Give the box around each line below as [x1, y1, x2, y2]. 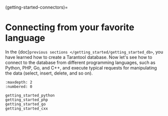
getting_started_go [5, 101, 46, 106]
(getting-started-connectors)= [5, 4, 68, 10]
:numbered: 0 [5, 84, 33, 89]
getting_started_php [5, 97, 49, 102]
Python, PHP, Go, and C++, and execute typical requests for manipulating [5, 64, 157, 70]
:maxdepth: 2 [5, 79, 33, 84]
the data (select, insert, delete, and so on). [5, 70, 93, 76]
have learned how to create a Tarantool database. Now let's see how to [5, 54, 152, 60]
